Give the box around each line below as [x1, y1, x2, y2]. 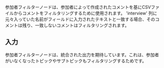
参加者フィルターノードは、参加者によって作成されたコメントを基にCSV [5, 4, 151, 10]
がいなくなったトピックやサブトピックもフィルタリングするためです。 [5, 58, 147, 64]
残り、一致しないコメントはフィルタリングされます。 [22, 22, 129, 28]
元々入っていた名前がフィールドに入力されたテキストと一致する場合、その [5, 17, 156, 22]
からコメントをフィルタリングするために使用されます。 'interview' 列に [13, 10, 157, 16]
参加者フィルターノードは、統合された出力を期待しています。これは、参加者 [5, 51, 160, 57]
